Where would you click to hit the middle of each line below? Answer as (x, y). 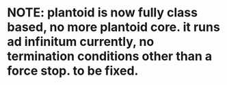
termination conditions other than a (110, 57)
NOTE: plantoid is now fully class (103, 13)
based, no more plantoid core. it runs (113, 27)
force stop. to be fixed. (73, 71)
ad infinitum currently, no (81, 42)
